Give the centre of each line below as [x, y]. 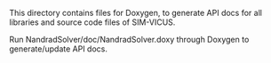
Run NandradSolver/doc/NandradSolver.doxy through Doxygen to [129, 39]
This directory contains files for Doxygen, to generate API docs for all [135, 13]
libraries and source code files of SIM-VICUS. [92, 22]
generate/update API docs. [59, 49]
